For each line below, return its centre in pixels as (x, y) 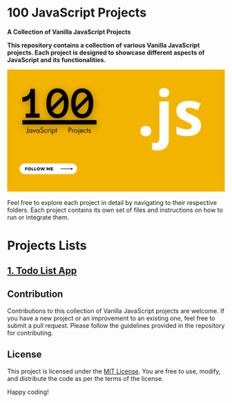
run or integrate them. (38, 217)
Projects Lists (47, 245)
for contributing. (30, 333)
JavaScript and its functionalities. (57, 59)
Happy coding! (28, 392)
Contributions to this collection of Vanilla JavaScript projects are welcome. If (116, 311)
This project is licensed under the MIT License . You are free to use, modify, (114, 371)
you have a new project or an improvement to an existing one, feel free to (111, 318)
